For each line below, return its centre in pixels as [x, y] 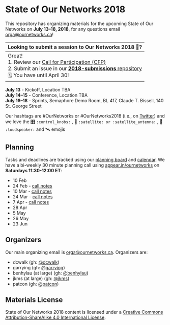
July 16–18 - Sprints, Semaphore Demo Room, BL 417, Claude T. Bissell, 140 [84, 100]
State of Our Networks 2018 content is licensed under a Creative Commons [84, 312]
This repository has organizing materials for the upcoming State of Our [79, 24]
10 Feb [20, 180]
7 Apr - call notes [31, 202]
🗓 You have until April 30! [38, 75]
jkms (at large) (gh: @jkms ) [41, 278]
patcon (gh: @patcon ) [36, 284]
